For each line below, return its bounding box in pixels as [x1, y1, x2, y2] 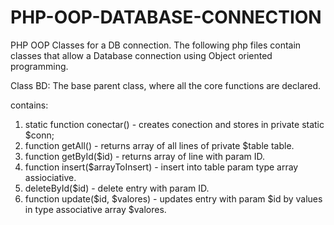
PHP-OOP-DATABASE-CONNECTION [10, 6, 322, 29]
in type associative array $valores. [24, 203, 167, 215]
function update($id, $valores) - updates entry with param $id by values [24, 192, 323, 205]
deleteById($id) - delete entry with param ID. [24, 182, 210, 194]
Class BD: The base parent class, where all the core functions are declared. [10, 79, 322, 91]
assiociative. [24, 171, 77, 183]
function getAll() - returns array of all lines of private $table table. [24, 139, 295, 151]
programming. [10, 60, 69, 72]
